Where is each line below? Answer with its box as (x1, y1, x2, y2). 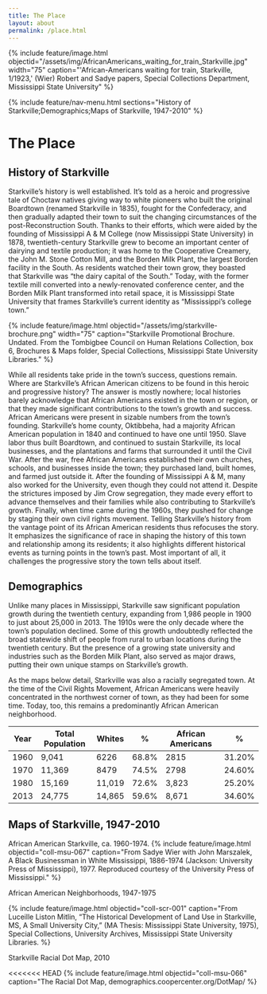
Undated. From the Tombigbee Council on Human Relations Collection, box (8, 338, 253, 348)
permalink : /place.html (8, 26, 87, 34)
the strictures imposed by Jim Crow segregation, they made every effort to (8, 489, 253, 498)
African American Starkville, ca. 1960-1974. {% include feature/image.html (8, 839, 252, 848)
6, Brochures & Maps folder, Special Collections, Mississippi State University (8, 346, 258, 356)
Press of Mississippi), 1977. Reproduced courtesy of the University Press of (8, 864, 254, 874)
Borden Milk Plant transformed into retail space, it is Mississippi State (8, 289, 235, 298)
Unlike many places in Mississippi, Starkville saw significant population (8, 601, 241, 611)
